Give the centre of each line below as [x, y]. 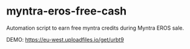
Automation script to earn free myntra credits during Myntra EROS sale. [95, 28]
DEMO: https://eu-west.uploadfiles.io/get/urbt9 [65, 39]
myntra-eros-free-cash [67, 11]
